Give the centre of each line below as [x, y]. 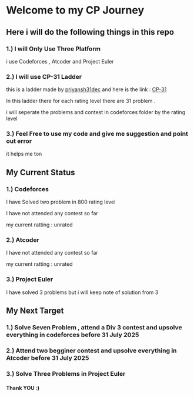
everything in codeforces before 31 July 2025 [73, 335]
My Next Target [35, 311]
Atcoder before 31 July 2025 [48, 358]
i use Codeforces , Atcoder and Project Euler [60, 61]
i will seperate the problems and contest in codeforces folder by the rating [96, 112]
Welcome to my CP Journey [75, 10]
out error [19, 141]
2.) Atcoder [23, 240]
